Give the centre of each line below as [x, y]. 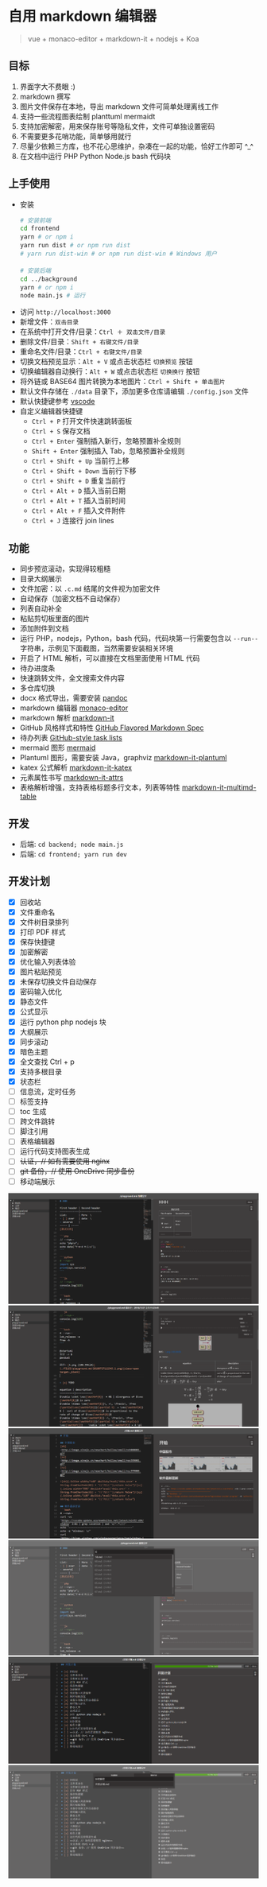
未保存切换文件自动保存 [58, 982]
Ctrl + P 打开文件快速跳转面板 [82, 421]
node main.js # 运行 [52, 296]
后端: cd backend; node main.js [72, 844]
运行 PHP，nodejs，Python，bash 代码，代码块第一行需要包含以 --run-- [139, 639]
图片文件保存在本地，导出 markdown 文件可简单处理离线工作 [119, 106]
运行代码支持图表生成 [54, 1151]
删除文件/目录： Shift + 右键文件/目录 [79, 342]
